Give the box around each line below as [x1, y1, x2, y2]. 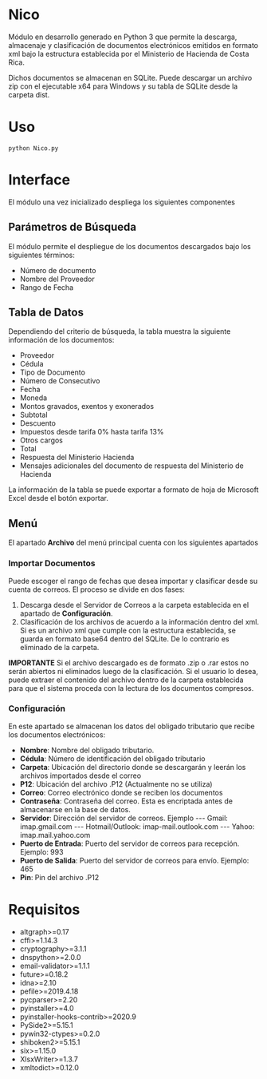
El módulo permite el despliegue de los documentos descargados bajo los [8, 241, 251, 251]
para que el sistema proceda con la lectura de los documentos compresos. [8, 683, 254, 692]
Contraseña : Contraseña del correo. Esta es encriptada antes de [19, 796, 234, 806]
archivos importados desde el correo [19, 771, 142, 780]
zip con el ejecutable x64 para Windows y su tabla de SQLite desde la [8, 81, 238, 91]
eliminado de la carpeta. [19, 642, 100, 652]
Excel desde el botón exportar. [8, 494, 109, 503]
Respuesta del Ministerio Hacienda [19, 453, 135, 462]
